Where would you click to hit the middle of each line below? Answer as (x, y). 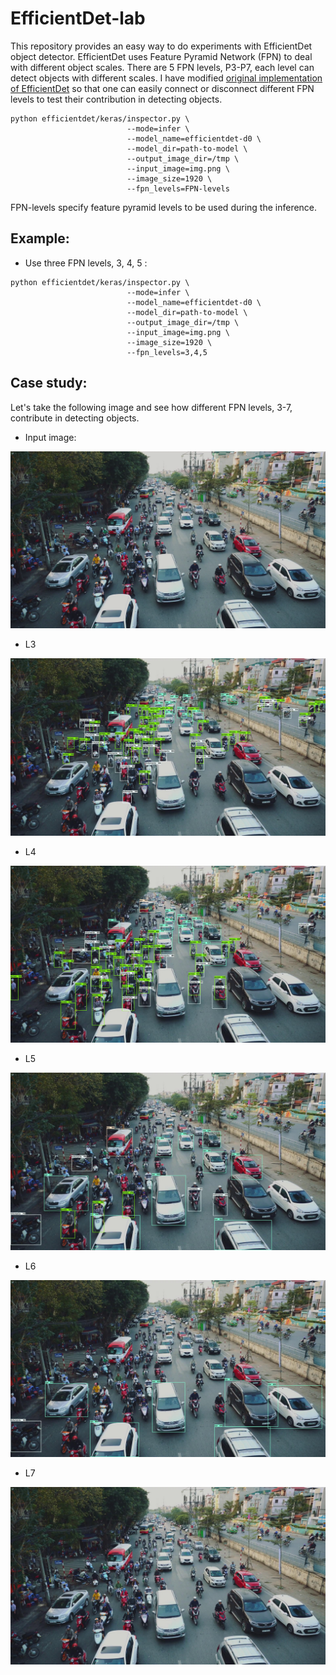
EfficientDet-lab (78, 18)
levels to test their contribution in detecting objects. (116, 99)
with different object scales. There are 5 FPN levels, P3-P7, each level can (162, 67)
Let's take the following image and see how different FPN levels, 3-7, (151, 407)
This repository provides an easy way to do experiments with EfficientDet (161, 46)
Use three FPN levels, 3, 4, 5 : (86, 263)
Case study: (49, 383)
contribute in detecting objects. (75, 418)
